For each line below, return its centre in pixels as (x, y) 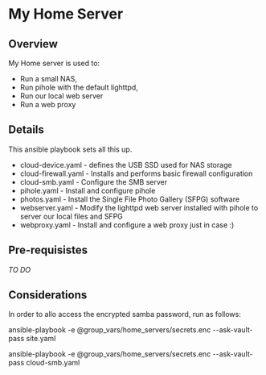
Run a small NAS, (49, 79)
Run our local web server (61, 96)
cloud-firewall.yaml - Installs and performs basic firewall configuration (136, 173)
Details (26, 130)
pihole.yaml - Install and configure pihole (88, 190)
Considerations (48, 295)
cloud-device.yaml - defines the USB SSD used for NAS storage (126, 165)
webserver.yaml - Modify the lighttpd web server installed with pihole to (139, 207)
